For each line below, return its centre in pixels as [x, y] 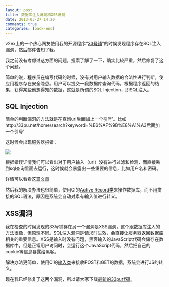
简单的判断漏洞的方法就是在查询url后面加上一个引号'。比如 [66, 119]
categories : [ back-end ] [30, 29]
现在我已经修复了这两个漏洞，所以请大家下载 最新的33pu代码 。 [70, 279]
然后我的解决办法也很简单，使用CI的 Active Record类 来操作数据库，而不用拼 [84, 189]
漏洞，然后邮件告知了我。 [32, 50]
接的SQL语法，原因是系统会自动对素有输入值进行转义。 [62, 196]
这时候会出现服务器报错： [32, 142]
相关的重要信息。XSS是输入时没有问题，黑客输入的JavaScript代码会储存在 [82, 239]
